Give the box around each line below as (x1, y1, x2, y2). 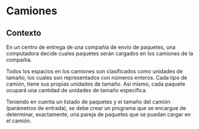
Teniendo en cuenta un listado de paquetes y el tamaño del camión (6, 98, 170, 105)
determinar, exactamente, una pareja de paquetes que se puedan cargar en (6, 111, 191, 118)
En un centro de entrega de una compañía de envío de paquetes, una (6, 43, 176, 51)
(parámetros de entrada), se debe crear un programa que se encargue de (6, 105, 187, 111)
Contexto (6, 28, 42, 38)
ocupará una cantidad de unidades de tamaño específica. (6, 87, 147, 93)
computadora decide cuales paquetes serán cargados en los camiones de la (6, 50, 194, 57)
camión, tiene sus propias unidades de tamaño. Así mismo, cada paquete (6, 80, 185, 87)
